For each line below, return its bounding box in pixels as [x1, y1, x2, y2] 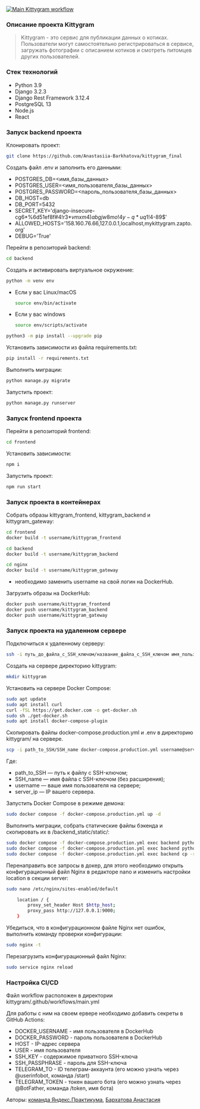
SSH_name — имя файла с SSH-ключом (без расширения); [14, 775, 165, 783]
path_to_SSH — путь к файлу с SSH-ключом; [14, 769, 128, 776]
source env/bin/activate [14, 300, 77, 306]
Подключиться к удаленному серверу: [6, 640, 105, 647]
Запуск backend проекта [6, 128, 82, 136]
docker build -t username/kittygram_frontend [6, 535, 121, 540]
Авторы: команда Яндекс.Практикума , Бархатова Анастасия [6, 1096, 161, 1104]
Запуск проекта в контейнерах [6, 498, 101, 506]
